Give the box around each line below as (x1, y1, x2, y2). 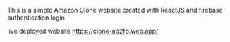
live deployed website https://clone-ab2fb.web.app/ (7, 27, 159, 35)
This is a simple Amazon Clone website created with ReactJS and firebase (7, 6, 224, 14)
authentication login (7, 13, 66, 22)
